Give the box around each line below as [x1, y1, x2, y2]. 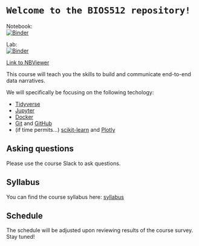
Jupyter [15, 106, 35, 114]
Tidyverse [15, 100, 41, 108]
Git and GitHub [15, 120, 53, 127]
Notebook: [6, 22, 33, 30]
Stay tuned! [6, 233, 35, 241]
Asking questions [6, 144, 74, 154]
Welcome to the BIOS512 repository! [6, 5, 191, 16]
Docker [15, 113, 34, 120]
